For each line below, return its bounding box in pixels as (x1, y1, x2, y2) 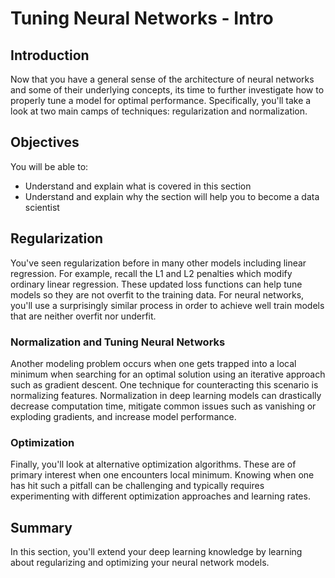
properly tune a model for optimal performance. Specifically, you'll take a (10, 95, 312, 106)
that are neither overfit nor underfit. (10, 310, 157, 322)
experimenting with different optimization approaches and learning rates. (10, 490, 311, 502)
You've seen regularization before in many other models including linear (10, 257, 307, 269)
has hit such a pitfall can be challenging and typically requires (10, 480, 265, 492)
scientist (24, 201, 60, 213)
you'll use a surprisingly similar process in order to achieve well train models (10, 299, 325, 311)
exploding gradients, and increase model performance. (10, 410, 237, 422)
